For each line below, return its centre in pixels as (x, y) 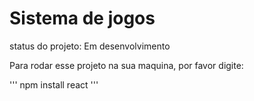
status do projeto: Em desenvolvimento (90, 46)
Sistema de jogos (82, 18)
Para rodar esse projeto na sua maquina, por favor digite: (126, 65)
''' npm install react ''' (54, 84)
